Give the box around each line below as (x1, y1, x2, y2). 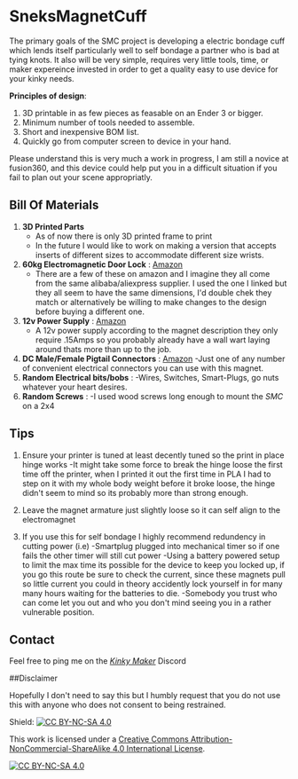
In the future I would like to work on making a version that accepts (35, 240, 277, 250)
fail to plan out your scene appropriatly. (9, 171, 153, 183)
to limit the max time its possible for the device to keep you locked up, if (21, 559, 286, 570)
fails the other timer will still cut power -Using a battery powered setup (21, 550, 280, 561)
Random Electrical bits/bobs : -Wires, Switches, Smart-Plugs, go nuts (21, 372, 279, 382)
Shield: (9, 717, 35, 728)
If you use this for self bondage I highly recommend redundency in (21, 531, 266, 542)
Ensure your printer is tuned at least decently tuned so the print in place (21, 450, 285, 460)
